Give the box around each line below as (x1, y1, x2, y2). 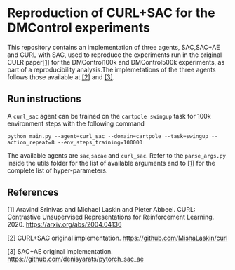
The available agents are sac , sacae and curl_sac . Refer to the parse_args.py (7, 151, 227, 159)
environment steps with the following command (7, 119, 145, 128)
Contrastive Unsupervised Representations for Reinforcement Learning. (7, 212, 215, 221)
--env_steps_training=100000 (57, 139, 142, 146)
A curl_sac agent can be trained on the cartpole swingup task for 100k (7, 112, 212, 120)
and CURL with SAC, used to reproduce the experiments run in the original (7, 50, 222, 59)
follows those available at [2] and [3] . (7, 72, 115, 81)
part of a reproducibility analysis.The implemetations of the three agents (7, 65, 216, 74)
